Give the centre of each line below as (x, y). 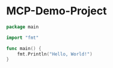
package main (23, 27)
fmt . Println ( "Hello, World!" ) (55, 54)
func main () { (24, 48)
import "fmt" (23, 38)
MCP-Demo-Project (56, 11)
